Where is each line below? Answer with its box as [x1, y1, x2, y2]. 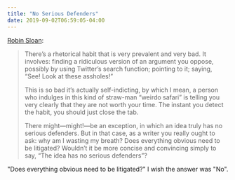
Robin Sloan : [7, 36, 44, 44]
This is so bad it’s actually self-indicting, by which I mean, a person [24, 85, 219, 94]
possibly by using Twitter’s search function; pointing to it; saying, [24, 64, 213, 73]
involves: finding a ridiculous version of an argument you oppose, [24, 57, 214, 65]
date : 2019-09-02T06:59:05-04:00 [7, 17, 105, 24]
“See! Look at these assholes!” [24, 71, 114, 81]
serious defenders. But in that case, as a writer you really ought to [24, 129, 215, 137]
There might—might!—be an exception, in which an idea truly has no [24, 121, 223, 130]
